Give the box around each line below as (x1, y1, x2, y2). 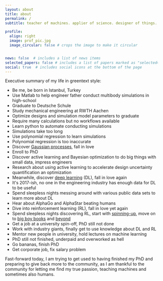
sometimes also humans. (5, 271, 55, 277)
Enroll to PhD (12, 149, 38, 155)
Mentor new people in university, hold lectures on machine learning (12, 231, 147, 237)
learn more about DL (12, 195, 53, 201)
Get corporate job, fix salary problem (12, 247, 86, 252)
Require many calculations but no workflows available (12, 118, 120, 124)
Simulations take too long (12, 129, 63, 134)
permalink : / (5, 16, 32, 21)
